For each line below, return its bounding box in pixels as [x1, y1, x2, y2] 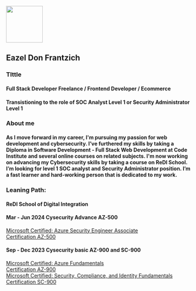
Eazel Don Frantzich [6, 53, 81, 63]
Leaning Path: [6, 185, 47, 194]
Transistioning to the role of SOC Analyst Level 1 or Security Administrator [6, 99, 190, 106]
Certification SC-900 [6, 278, 57, 285]
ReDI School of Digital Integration [6, 200, 89, 208]
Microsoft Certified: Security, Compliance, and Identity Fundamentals [6, 272, 173, 279]
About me [6, 119, 35, 127]
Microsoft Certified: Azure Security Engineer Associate [6, 226, 139, 234]
